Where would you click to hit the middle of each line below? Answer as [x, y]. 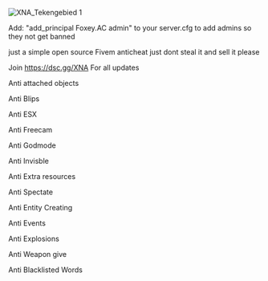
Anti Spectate [31, 192]
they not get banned [42, 37]
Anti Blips [24, 99]
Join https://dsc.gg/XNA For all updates [74, 67]
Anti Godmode [32, 145]
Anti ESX [23, 114]
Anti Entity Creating [41, 208]
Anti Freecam [30, 130]
